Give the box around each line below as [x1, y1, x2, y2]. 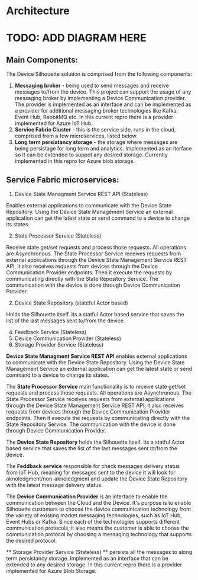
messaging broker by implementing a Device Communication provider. [14, 95, 186, 102]
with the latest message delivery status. [6, 482, 103, 488]
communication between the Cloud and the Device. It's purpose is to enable [6, 499, 191, 506]
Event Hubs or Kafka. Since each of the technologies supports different [6, 518, 180, 525]
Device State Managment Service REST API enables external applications [6, 353, 187, 360]
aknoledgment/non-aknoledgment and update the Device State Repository [6, 475, 188, 482]
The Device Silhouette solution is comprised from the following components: [6, 71, 193, 78]
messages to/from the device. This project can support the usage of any [14, 88, 191, 95]
